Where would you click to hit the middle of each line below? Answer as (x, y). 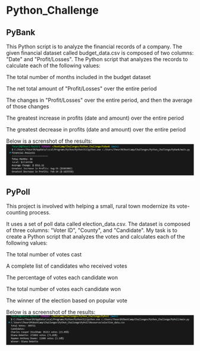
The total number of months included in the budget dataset (79, 77)
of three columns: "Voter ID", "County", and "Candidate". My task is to (92, 230)
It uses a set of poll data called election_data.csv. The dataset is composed (98, 224)
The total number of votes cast (44, 255)
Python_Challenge (53, 10)
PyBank (21, 32)
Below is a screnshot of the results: (49, 141)
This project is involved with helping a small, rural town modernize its (91, 206)
